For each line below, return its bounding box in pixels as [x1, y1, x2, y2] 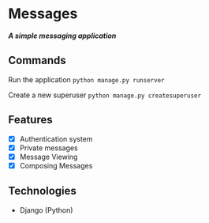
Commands [8, 54, 67, 67]
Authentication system [19, 134, 93, 143]
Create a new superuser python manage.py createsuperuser [8, 90, 202, 100]
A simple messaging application [8, 31, 117, 40]
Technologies [8, 184, 77, 198]
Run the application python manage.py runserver [8, 74, 165, 84]
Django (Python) [19, 205, 73, 214]
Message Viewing [19, 152, 78, 161]
